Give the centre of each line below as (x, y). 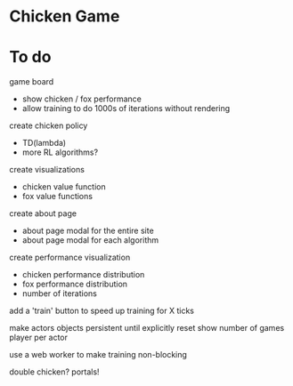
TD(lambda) (44, 143)
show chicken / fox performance (82, 99)
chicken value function (64, 187)
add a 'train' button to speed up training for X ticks (102, 311)
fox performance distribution (74, 284)
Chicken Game (65, 16)
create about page (43, 213)
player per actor (39, 338)
